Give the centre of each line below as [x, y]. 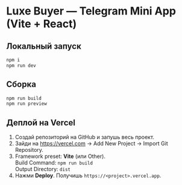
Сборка [21, 85]
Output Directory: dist [43, 169]
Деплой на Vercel [41, 123]
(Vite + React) [42, 24]
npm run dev [21, 65]
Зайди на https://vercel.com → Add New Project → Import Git [91, 143]
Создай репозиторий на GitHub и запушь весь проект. [85, 137]
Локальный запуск [44, 46]
